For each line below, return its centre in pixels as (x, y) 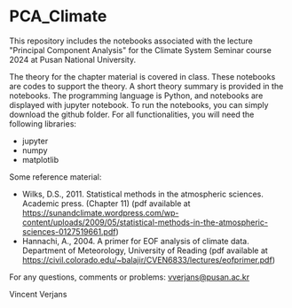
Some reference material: (55, 177)
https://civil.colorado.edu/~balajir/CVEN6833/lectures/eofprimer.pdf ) (148, 259)
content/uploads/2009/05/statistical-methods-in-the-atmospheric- (145, 222)
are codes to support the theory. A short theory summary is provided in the (146, 86)
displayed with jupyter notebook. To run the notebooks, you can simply (139, 104)
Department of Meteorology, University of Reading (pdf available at (145, 250)
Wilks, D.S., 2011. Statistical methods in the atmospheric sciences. (142, 194)
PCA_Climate (58, 16)
